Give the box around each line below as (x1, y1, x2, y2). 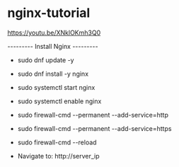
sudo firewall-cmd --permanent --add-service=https (17, 124, 172, 132)
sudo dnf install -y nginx (17, 69, 89, 78)
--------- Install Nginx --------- (7, 42, 98, 50)
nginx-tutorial (7, 5, 91, 21)
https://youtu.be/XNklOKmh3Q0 (7, 28, 101, 37)
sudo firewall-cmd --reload (17, 138, 97, 146)
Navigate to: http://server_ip (17, 151, 100, 160)
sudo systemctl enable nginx (17, 97, 102, 105)
